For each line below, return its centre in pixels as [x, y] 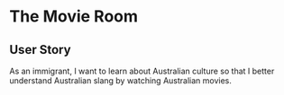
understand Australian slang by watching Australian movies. [121, 81]
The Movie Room [73, 17]
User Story [40, 50]
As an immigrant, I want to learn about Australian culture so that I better [142, 71]
